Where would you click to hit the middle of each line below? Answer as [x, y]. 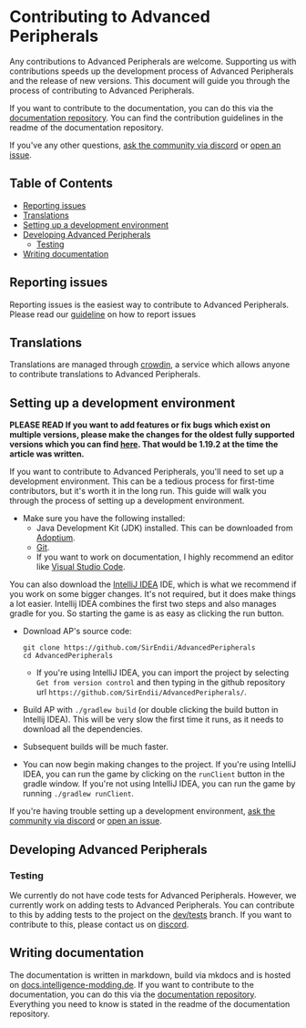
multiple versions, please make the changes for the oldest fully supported [152, 435]
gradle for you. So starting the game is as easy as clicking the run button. [147, 613]
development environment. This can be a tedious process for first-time [142, 481]
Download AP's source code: [77, 632]
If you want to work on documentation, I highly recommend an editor [165, 557]
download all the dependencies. [82, 729]
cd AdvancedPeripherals [68, 656]
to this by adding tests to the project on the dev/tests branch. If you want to [151, 914]
